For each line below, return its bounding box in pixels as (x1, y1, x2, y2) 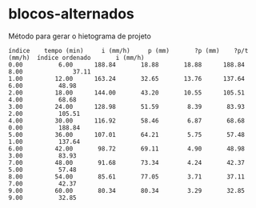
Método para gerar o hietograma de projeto (8, 31, 152, 41)
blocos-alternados (8, 5, 134, 23)
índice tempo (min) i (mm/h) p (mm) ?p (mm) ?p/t (8, 46, 249, 54)
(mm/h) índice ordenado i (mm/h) (8, 54, 146, 62)
